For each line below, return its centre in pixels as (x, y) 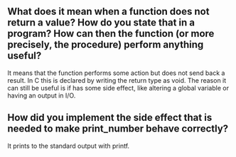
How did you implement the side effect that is (110, 118)
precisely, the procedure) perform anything (106, 45)
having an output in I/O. (42, 95)
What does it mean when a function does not (108, 12)
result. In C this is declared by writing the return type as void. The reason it (117, 80)
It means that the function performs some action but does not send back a (116, 73)
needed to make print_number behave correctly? (118, 129)
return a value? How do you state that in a (101, 23)
